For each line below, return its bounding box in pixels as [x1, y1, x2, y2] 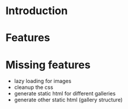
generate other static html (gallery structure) [14, 96, 123, 104]
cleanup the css [14, 84, 54, 91]
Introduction [5, 4, 68, 18]
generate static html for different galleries [14, 90, 116, 97]
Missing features [5, 58, 91, 71]
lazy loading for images [14, 78, 72, 85]
